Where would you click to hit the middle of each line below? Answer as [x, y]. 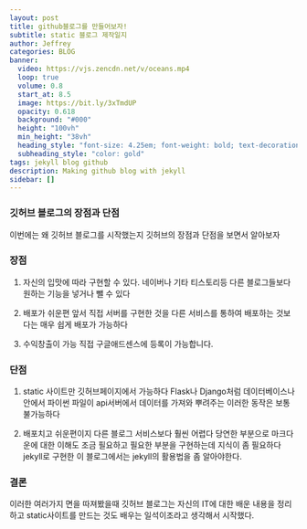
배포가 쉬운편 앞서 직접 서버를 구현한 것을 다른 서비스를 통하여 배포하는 [148, 312]
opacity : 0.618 [47, 111]
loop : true [38, 78]
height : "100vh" [48, 129]
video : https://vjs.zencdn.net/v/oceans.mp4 [104, 69]
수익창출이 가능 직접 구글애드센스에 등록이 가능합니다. [118, 344]
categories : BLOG [42, 52]
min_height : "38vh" [55, 137]
